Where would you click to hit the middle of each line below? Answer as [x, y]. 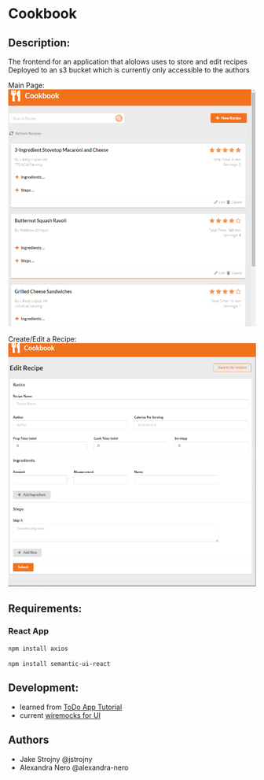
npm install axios [38, 649]
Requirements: [45, 608]
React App [29, 630]
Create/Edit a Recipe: [42, 338]
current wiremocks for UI [60, 715]
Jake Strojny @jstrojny [56, 759]
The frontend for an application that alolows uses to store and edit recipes [128, 61]
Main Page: [26, 85]
